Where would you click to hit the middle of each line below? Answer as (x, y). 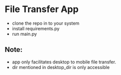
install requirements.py (36, 28)
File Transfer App (42, 9)
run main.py (24, 34)
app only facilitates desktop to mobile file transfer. (64, 62)
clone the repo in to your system (46, 23)
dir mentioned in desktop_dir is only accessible (61, 67)
